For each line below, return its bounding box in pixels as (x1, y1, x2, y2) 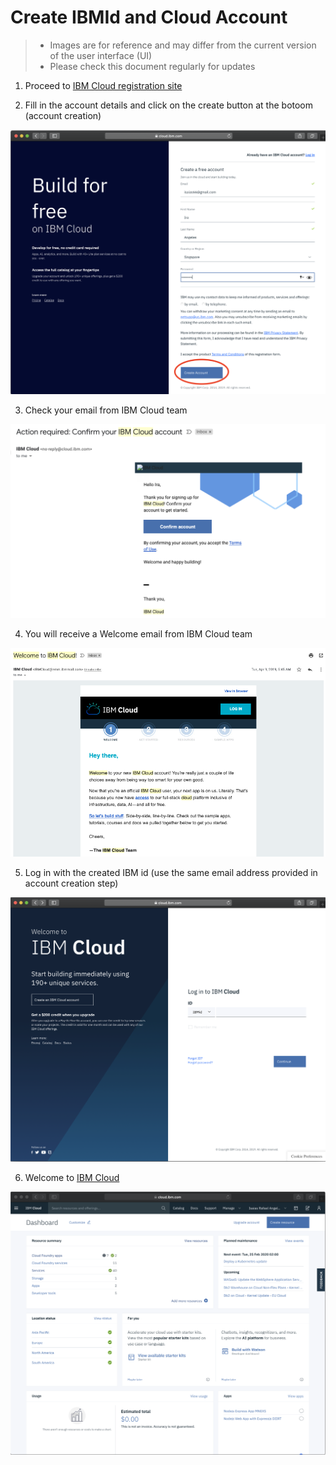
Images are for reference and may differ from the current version (49, 39, 317, 51)
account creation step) (24, 877, 119, 890)
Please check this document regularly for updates (49, 60, 256, 72)
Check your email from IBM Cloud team (24, 404, 188, 416)
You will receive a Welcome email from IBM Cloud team (24, 628, 253, 640)
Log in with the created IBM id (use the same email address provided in (24, 867, 318, 879)
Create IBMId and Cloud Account (10, 6, 288, 29)
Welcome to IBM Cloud (24, 1172, 120, 1184)
